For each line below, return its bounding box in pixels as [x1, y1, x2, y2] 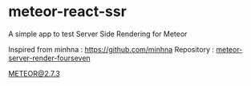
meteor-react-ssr [8, 2, 127, 21]
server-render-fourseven [8, 53, 91, 63]
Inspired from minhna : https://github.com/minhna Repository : [8, 44, 215, 54]
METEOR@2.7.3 [8, 68, 60, 78]
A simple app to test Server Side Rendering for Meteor [8, 29, 188, 39]
